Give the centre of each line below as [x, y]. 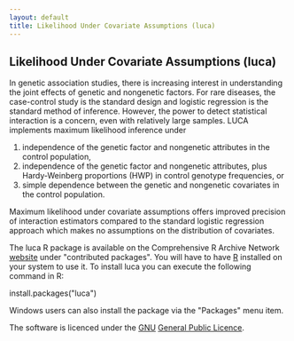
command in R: [37, 276]
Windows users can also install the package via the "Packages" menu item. [147, 311]
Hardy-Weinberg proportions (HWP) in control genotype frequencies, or [153, 176]
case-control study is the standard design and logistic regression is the [139, 102]
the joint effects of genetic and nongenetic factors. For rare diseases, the [143, 92]
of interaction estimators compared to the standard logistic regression [137, 221]
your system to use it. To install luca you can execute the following [130, 266]
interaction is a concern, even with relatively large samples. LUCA [129, 121]
